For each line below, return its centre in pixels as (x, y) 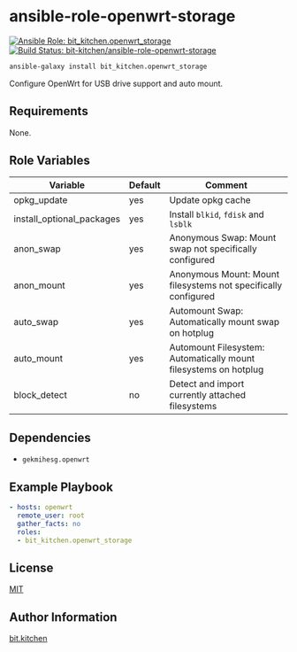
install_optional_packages (67, 219)
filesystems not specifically (226, 285)
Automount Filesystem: (217, 347)
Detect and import (207, 384)
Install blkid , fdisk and (217, 214)
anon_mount (40, 285)
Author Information (63, 617)
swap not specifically (213, 249)
